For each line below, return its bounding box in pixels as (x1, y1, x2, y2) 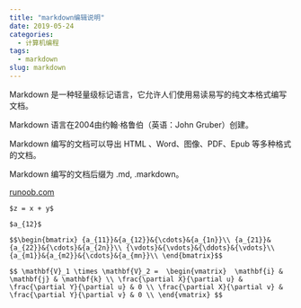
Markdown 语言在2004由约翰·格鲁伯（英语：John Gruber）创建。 (9, 119, 253, 130)
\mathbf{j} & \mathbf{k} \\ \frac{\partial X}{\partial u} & (9, 275, 243, 284)
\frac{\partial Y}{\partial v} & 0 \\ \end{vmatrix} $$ (9, 290, 223, 299)
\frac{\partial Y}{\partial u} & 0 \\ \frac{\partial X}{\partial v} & (9, 282, 283, 292)
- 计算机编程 (17, 38, 60, 48)
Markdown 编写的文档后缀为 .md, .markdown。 (9, 168, 184, 180)
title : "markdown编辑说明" (9, 13, 105, 22)
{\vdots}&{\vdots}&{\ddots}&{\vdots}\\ (125, 243, 276, 252)
